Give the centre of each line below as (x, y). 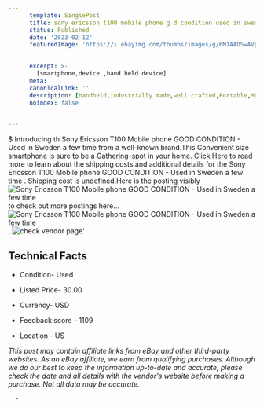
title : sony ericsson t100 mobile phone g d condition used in (135, 23)
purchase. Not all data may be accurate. (74, 384)
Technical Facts (48, 256)
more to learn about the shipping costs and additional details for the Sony (127, 164)
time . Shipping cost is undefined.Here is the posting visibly (104, 181)
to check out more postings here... (64, 206)
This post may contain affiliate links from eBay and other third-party (119, 350)
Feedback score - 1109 (56, 320)
